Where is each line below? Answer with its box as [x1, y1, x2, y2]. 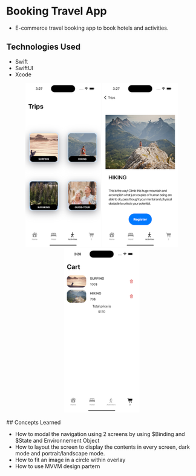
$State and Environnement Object [15, 437, 100, 444]
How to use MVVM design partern [15, 462, 100, 470]
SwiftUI [15, 64, 34, 71]
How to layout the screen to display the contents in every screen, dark [15, 443, 191, 451]
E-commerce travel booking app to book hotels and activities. [15, 24, 169, 31]
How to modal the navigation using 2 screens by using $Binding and [15, 430, 186, 437]
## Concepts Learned [6, 418, 61, 426]
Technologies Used [6, 42, 80, 52]
